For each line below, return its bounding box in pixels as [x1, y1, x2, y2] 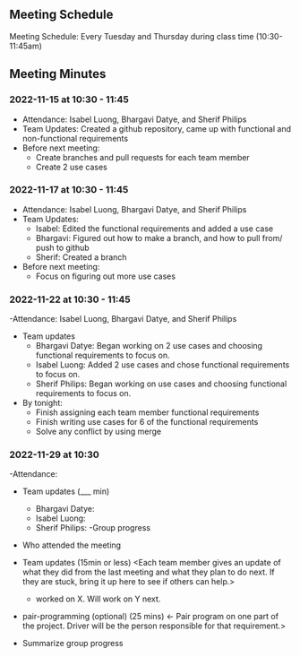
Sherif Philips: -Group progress [35, 523, 150, 533]
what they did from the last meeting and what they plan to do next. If [21, 566, 275, 577]
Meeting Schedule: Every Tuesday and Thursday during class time [9, 30, 254, 41]
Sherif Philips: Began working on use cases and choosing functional [35, 378, 287, 389]
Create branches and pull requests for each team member [35, 151, 251, 162]
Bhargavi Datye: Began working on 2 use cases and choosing [35, 341, 262, 351]
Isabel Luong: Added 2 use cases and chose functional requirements [35, 359, 290, 370]
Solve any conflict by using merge [35, 426, 162, 437]
